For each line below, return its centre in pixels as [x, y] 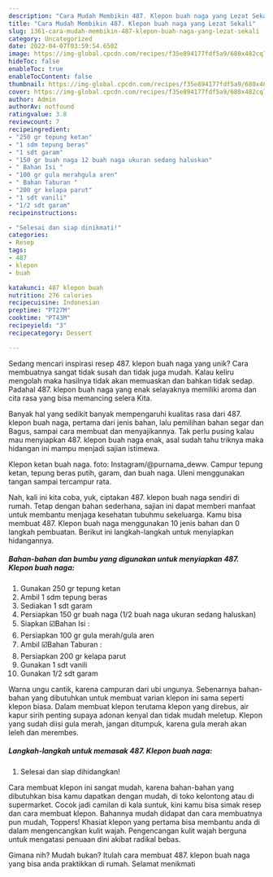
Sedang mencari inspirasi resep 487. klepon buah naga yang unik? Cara [129, 363]
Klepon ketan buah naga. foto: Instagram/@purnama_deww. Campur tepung [136, 464]
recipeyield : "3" [38, 326]
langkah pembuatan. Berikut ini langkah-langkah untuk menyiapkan [121, 532]
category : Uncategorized [50, 39]
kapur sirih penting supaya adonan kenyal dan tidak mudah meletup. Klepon [135, 715]
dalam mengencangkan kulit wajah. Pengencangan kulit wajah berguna [128, 831]
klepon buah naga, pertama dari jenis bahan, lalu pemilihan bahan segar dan [136, 422]
